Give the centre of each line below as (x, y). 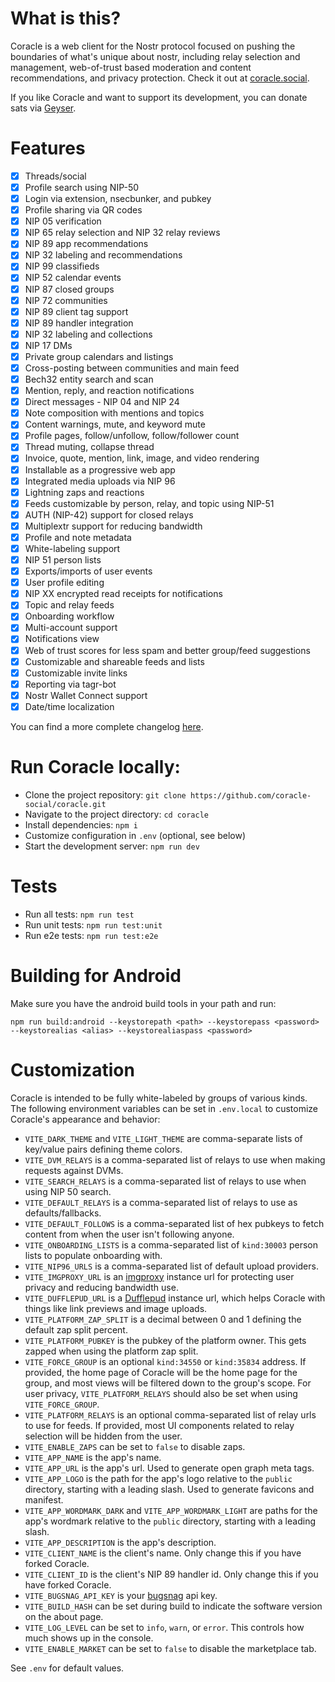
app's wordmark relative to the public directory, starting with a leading (170, 1521)
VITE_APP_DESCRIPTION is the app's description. (120, 1542)
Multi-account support (71, 628)
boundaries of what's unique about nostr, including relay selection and (155, 56)
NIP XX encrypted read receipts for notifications (123, 594)
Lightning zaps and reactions (84, 492)
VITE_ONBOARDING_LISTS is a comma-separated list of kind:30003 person (171, 1244)
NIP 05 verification (63, 221)
